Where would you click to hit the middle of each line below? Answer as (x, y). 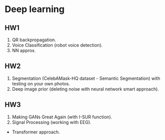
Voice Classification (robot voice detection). (57, 45)
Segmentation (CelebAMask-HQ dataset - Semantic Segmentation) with (86, 78)
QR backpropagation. (34, 40)
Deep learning (35, 9)
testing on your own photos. (41, 83)
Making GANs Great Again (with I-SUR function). (62, 117)
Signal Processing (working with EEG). (51, 122)
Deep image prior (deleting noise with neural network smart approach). (85, 89)
